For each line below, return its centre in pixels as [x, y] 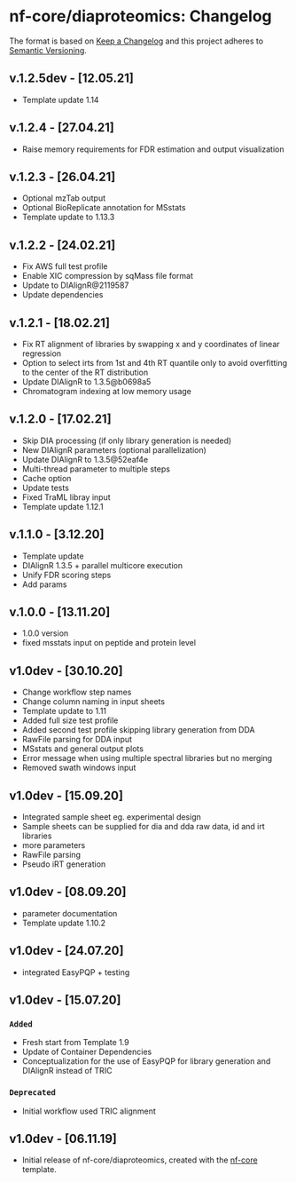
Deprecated [32, 1093]
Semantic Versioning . [48, 50]
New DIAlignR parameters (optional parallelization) [114, 449]
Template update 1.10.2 [64, 923]
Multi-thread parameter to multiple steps [96, 469]
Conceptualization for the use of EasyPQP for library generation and [146, 1061]
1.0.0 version [45, 633]
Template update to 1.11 [64, 711]
